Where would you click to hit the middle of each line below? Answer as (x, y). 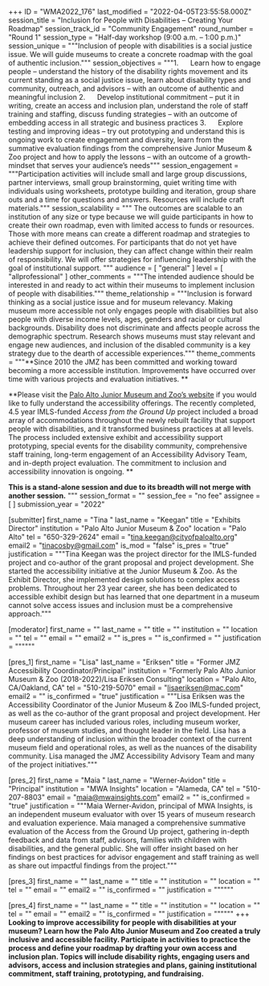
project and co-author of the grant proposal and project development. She (131, 563)
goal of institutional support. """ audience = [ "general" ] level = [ (116, 268)
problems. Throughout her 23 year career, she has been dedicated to (123, 588)
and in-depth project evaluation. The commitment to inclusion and (118, 463)
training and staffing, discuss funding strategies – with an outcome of (123, 114)
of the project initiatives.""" (53, 764)
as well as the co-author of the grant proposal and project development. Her (134, 713)
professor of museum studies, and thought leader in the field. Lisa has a (127, 730)
